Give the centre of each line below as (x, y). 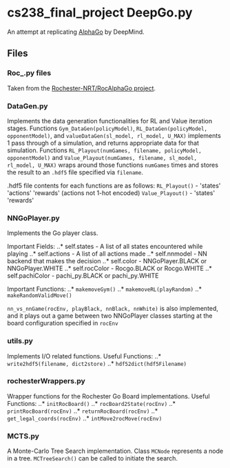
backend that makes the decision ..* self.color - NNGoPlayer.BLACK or (107, 261)
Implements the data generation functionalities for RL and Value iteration (110, 121)
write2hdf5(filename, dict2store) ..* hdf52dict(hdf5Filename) (97, 363)
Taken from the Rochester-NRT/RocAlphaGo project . (82, 88)
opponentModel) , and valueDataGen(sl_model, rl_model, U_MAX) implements (114, 135)
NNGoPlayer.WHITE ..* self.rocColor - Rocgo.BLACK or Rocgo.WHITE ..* (109, 268)
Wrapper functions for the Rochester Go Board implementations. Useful (108, 396)
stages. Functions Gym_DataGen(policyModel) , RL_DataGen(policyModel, (107, 128)
